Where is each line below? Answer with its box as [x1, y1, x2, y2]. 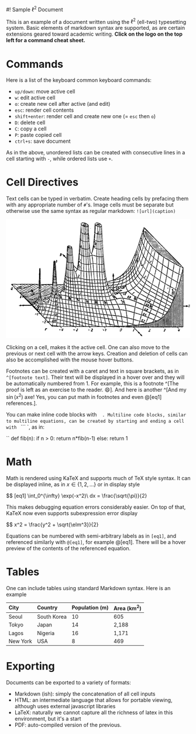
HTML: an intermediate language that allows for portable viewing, [14, 697, 173, 704]
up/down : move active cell [14, 88, 75, 95]
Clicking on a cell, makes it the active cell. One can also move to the [6, 344, 170, 351]
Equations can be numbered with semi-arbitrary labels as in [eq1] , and [6, 532, 177, 539]
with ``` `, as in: [6, 423, 45, 430]
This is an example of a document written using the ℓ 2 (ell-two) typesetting [6, 17, 187, 25]
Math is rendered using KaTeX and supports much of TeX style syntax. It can [6, 474, 191, 481]
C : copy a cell [14, 125, 47, 132]
